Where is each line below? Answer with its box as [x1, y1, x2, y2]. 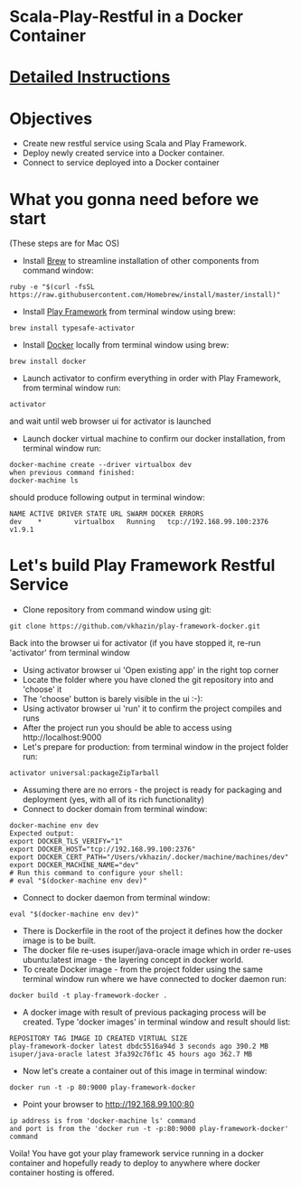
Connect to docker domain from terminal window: [22, 804, 208, 815]
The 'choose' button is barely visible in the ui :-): [22, 694, 203, 705]
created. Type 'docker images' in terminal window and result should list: [22, 1016, 291, 1027]
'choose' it [22, 684, 62, 695]
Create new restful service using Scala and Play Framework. [22, 138, 247, 149]
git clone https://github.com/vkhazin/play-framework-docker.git [9, 622, 260, 631]
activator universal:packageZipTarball [9, 769, 160, 778]
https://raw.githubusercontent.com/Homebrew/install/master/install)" [9, 291, 281, 300]
